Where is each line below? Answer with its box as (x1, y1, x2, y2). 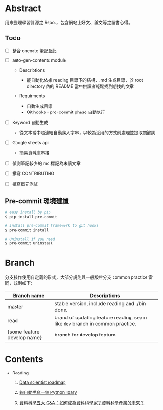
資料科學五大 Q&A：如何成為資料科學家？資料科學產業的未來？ (19, 400, 145, 406)
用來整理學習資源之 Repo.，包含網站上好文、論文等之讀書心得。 (5, 19, 132, 25)
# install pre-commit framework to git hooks (5, 223, 98, 228)
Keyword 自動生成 (12, 119, 49, 125)
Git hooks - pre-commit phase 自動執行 (26, 109, 105, 115)
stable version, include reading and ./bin (54, 300, 146, 307)
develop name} (7, 335, 42, 341)
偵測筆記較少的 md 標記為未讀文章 (12, 160, 81, 166)
